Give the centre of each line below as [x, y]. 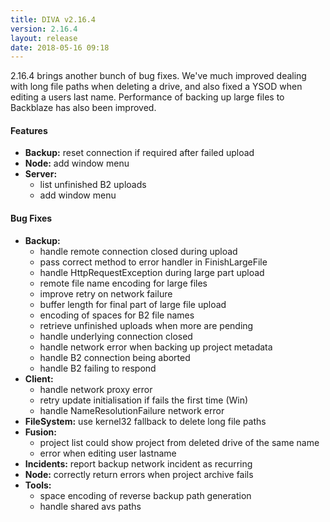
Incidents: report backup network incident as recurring [138, 463]
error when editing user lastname [108, 453]
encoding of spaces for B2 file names [117, 315]
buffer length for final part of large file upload [133, 304]
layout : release [44, 38]
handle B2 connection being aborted [115, 357]
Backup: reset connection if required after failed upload [139, 153]
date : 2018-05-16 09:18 [60, 47]
